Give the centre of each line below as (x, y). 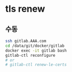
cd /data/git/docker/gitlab (35, 46)
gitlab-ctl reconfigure (30, 55)
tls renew (25, 9)
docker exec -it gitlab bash (36, 51)
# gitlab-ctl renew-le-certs (36, 65)
